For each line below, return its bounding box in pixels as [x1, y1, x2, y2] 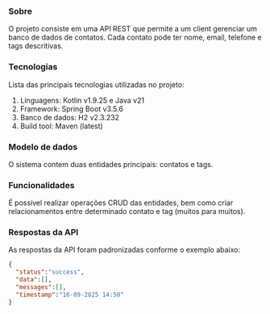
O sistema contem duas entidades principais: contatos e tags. [8, 159, 214, 169]
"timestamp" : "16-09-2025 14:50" [15, 291, 125, 299]
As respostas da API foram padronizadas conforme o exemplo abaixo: [8, 245, 241, 255]
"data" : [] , [15, 276, 52, 284]
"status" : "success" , [15, 268, 85, 276]
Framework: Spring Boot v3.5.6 [19, 103, 123, 114]
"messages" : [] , [15, 283, 67, 291]
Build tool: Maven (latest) [19, 121, 103, 131]
